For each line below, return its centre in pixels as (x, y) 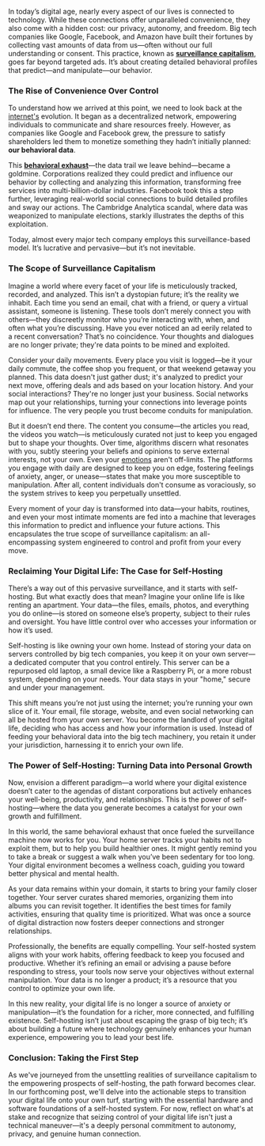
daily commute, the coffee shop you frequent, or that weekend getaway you (132, 368)
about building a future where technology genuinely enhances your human (130, 1029)
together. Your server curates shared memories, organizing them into (121, 897)
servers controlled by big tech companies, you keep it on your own (117, 654)
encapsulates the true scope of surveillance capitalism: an (103, 533)
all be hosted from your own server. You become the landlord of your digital (131, 719)
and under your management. (57, 687)
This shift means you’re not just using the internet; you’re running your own (131, 703)
